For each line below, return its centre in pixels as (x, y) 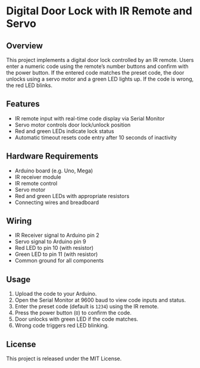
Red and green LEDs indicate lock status (64, 131)
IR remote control (36, 183)
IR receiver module (38, 177)
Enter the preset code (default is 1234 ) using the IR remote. (87, 307)
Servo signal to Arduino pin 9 (50, 242)
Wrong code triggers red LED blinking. (62, 326)
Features (23, 104)
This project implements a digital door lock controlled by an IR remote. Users (100, 60)
